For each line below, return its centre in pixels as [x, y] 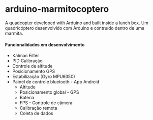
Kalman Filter [26, 56]
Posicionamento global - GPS [49, 92]
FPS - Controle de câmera [46, 103]
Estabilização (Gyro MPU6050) [44, 77]
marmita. [14, 33]
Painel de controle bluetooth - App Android [56, 82]
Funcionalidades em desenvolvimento [45, 44]
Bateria [27, 98]
